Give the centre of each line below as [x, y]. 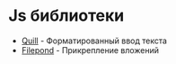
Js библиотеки [66, 16]
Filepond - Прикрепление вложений [90, 50]
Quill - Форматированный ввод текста [94, 41]
